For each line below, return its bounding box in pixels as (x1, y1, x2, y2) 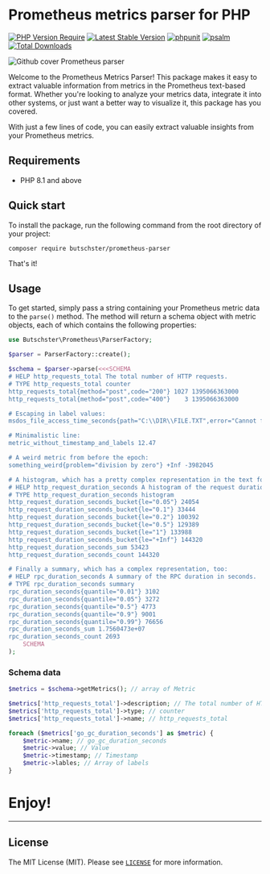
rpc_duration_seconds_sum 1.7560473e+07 (8, 625, 146, 634)
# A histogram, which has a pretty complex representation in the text (8, 476, 253, 484)
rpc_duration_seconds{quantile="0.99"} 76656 (8, 618, 163, 626)
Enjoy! (8, 794, 52, 812)
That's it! (8, 258, 38, 268)
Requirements (8, 154, 80, 168)
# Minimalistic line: (8, 431, 81, 440)
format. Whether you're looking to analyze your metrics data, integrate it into (8, 89, 262, 98)
